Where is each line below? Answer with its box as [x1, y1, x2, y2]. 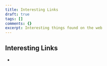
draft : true [5, 12, 30, 17]
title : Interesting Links [5, 7, 58, 12]
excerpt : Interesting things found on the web [5, 26, 103, 31]
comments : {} [5, 21, 32, 26]
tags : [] [5, 16, 23, 21]
